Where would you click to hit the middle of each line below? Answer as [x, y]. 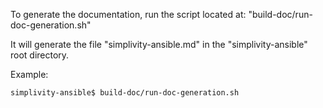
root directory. [40, 55]
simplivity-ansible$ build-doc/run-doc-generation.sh [125, 93]
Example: [29, 74]
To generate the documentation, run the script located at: [128, 14]
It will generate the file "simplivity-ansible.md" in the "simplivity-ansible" [159, 44]
